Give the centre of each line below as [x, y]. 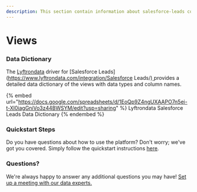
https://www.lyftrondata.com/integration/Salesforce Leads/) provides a [94, 78]
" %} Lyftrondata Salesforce [150, 108]
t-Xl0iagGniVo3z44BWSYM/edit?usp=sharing [61, 108]
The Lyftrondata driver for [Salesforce [52, 72]
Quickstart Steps [31, 130]
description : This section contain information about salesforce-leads [95, 11]
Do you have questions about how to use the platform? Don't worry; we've [96, 142]
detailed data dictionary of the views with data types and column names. [94, 84]
